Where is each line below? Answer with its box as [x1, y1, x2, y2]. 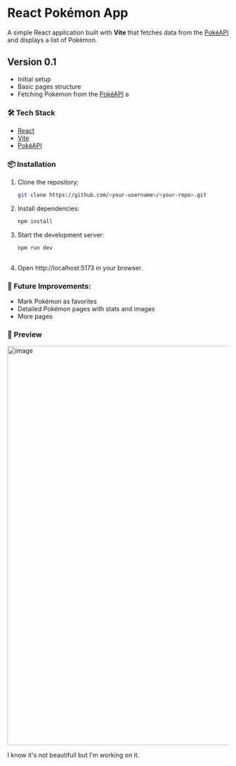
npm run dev [17, 244, 53, 251]
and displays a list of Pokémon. [7, 35, 98, 44]
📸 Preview [7, 329, 42, 339]
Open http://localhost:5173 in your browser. [17, 263, 143, 272]
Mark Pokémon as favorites [17, 297, 97, 306]
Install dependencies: [17, 204, 80, 213]
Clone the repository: [17, 178, 79, 187]
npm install [17, 218, 53, 225]
